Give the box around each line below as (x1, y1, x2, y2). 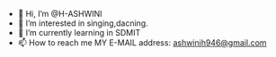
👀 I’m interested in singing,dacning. (17, 18, 148, 28)
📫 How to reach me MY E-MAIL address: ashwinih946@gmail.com (17, 37, 267, 48)
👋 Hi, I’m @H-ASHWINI (17, 9, 102, 19)
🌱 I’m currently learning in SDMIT (17, 28, 141, 37)
